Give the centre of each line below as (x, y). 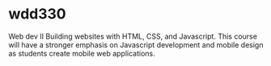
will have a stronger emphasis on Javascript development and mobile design (136, 44)
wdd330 (37, 14)
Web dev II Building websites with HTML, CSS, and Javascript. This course (133, 36)
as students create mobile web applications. (82, 53)
